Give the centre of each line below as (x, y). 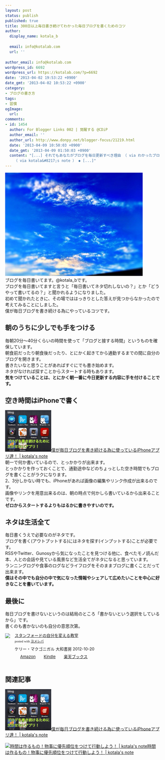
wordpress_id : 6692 (25, 67)
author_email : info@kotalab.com (38, 62)
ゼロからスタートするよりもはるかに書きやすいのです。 (61, 505)
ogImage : (14, 109)
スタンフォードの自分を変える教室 (46, 636)
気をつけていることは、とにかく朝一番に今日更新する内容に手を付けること (80, 377)
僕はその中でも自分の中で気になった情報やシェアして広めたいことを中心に (80, 578)
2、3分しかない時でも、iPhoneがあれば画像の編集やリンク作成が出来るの (79, 481)
